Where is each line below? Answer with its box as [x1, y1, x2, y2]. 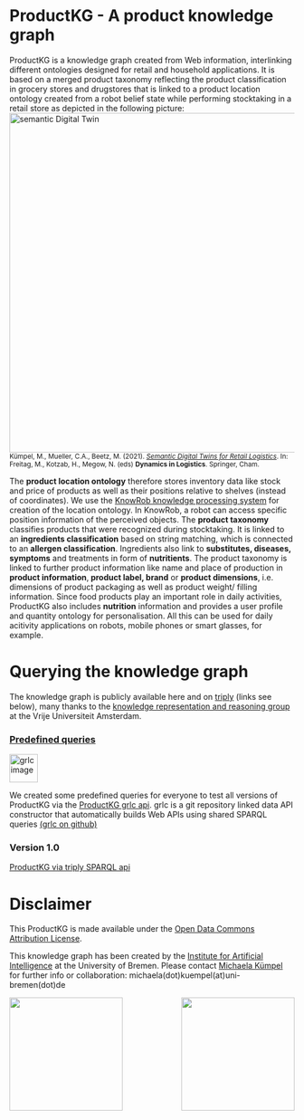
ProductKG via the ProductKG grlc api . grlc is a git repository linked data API [9, 799, 294, 810]
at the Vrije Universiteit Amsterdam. [9, 710, 142, 721]
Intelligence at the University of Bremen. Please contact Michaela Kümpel [9, 961, 283, 972]
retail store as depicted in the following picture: [9, 102, 185, 113]
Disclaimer [9, 894, 92, 914]
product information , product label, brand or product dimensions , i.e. [9, 571, 274, 582]
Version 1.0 [9, 841, 61, 854]
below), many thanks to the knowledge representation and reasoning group [9, 701, 290, 712]
